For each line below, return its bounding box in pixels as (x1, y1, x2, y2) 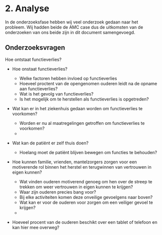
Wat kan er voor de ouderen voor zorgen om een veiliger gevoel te (19, 199, 153, 205)
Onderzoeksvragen (5, 43, 65, 52)
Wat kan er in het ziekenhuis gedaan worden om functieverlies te (12, 105, 143, 111)
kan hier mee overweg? (12, 224, 60, 230)
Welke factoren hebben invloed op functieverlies (19, 75, 117, 81)
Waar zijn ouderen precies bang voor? (19, 189, 96, 195)
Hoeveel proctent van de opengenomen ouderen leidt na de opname (19, 80, 158, 86)
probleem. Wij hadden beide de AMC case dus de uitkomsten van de (5, 24, 143, 30)
